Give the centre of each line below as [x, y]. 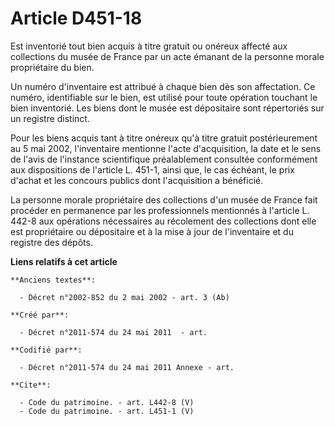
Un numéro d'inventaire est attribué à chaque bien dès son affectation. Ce [163, 86]
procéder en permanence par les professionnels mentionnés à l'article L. [160, 210]
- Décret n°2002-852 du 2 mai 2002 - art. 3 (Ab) [124, 297]
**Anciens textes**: [53, 280]
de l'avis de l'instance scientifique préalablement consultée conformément [164, 159]
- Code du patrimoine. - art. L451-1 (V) [107, 411]
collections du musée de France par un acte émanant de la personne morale [167, 56]
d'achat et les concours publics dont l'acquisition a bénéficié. [137, 180]
